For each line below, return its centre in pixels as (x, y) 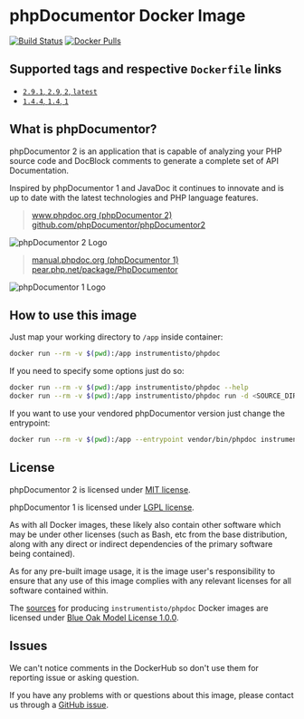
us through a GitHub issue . (59, 705)
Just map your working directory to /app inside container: (116, 337)
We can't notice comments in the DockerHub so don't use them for (134, 667)
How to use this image (73, 315)
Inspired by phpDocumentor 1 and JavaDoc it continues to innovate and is (147, 187)
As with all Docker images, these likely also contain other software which (145, 524)
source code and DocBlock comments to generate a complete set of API (144, 160)
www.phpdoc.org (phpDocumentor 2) (102, 215)
